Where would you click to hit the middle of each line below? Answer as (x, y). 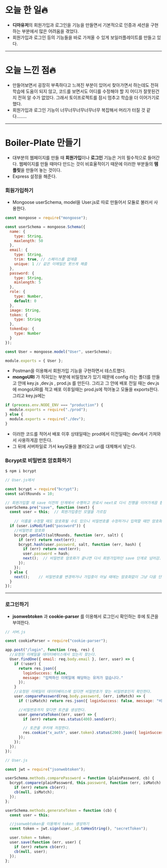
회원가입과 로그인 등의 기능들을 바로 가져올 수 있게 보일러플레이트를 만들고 (84, 37)
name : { (18, 231)
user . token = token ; (31, 838)
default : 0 (25, 301)
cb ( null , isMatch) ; (34, 792)
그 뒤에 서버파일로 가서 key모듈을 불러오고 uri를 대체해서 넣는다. (74, 446)
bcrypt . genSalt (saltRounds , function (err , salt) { (69, 535)
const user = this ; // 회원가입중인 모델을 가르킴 (58, 512)
